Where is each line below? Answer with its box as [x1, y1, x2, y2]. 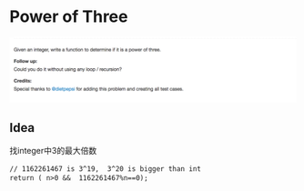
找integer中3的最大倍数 [9, 146, 97, 156]
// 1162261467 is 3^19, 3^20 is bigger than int [9, 165, 202, 174]
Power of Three [9, 6, 128, 27]
